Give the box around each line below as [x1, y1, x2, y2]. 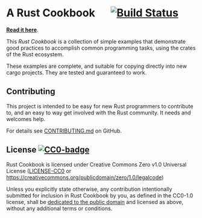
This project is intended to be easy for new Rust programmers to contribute [6, 102, 194, 110]
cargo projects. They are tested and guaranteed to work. [6, 68, 147, 76]
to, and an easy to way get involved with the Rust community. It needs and [6, 109, 191, 116]
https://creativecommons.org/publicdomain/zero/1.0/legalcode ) [6, 173, 164, 181]
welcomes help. [6, 115, 46, 122]
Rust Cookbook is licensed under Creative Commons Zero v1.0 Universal [6, 160, 187, 168]
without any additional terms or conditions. [6, 205, 113, 212]
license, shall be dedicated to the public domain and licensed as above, [6, 198, 184, 205]
